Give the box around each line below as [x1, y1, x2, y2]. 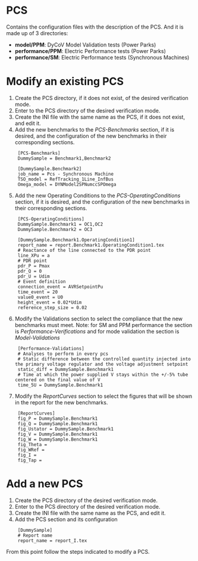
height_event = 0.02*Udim [17, 299, 82, 306]
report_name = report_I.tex [17, 537, 87, 544]
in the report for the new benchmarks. [14, 398, 108, 406]
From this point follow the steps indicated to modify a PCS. [6, 548, 150, 555]
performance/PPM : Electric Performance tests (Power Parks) [14, 47, 166, 54]
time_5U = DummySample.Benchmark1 [17, 382, 103, 388]
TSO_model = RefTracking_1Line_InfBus [17, 176, 114, 182]
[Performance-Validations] [17, 345, 84, 351]
